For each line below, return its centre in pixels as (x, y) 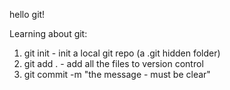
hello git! (27, 14)
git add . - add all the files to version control (113, 63)
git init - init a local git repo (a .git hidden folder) (122, 53)
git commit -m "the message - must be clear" (117, 74)
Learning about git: (48, 33)
